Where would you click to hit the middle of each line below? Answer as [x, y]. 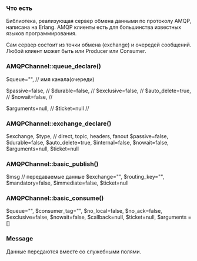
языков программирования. [41, 34]
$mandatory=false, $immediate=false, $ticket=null [67, 183]
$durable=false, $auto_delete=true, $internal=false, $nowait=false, [87, 142]
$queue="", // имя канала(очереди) [50, 79]
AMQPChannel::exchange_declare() [59, 123]
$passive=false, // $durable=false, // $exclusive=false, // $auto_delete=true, [98, 91]
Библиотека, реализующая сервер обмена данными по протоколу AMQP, [99, 21]
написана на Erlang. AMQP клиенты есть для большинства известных [94, 27]
